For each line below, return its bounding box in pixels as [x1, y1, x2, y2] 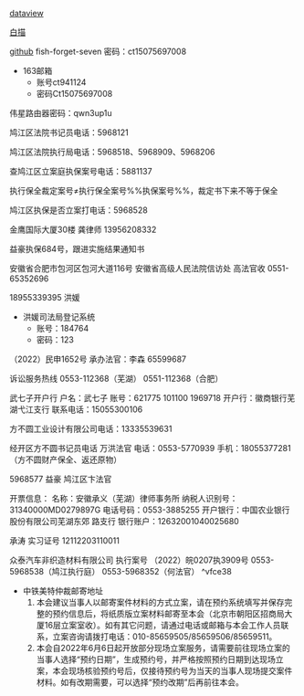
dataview [9, 8, 44, 18]
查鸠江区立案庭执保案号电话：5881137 [9, 166, 152, 176]
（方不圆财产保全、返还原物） [9, 454, 121, 465]
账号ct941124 [36, 77, 87, 88]
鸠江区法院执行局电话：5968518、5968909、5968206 [9, 146, 215, 157]
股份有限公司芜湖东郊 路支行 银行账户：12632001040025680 [9, 516, 239, 526]
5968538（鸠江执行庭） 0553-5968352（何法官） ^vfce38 [9, 566, 233, 576]
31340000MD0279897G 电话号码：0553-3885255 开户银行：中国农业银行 [9, 504, 290, 515]
